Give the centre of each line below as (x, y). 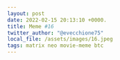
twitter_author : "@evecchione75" (55, 33)
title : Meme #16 (31, 26)
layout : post (26, 13)
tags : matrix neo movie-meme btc (55, 46)
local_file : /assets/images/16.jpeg (60, 39)
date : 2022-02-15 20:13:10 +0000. (57, 20)
